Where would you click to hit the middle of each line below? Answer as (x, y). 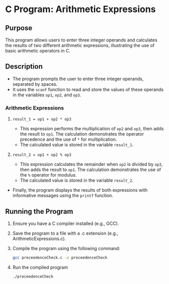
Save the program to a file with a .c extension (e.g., (65, 233)
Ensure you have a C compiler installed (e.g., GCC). (66, 223)
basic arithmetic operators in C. (38, 51)
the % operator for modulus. (48, 175)
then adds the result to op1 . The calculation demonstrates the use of (91, 169)
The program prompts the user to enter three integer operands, (78, 79)
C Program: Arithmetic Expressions (80, 9)
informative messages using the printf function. (63, 196)
